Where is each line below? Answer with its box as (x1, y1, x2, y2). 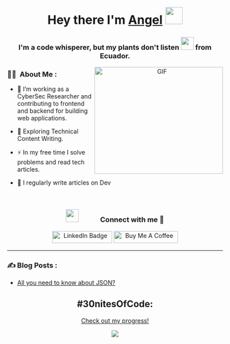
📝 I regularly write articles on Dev (16, 178, 112, 187)
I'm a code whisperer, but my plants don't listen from (18, 42, 212, 52)
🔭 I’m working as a (16, 85, 70, 93)
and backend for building (16, 107, 88, 115)
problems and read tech (16, 158, 85, 166)
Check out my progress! (81, 316, 149, 325)
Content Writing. (16, 135, 64, 143)
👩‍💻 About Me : (7, 70, 57, 79)
